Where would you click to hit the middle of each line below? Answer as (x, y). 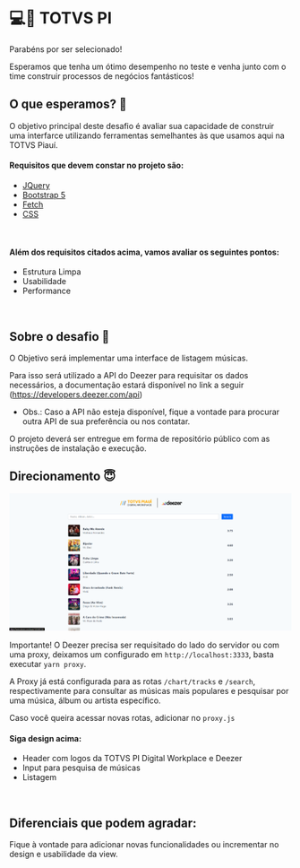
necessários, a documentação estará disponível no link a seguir (127, 385)
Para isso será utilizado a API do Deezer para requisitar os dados (129, 375)
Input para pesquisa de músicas (81, 768)
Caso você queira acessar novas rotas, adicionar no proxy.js (122, 718)
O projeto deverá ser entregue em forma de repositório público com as (140, 438)
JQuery (36, 185)
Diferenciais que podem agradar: (103, 823)
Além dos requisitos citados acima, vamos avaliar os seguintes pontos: (144, 252)
